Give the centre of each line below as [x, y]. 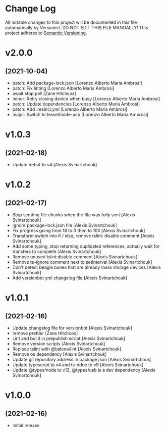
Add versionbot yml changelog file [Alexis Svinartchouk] [70, 278]
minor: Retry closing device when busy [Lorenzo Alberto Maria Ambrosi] [86, 98]
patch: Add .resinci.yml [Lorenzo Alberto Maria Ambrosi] [70, 109]
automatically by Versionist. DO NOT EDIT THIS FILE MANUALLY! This [77, 27]
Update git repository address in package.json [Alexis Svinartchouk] [82, 359]
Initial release [26, 425]
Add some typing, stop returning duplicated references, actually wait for [86, 246]
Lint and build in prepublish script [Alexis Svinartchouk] [69, 338]
